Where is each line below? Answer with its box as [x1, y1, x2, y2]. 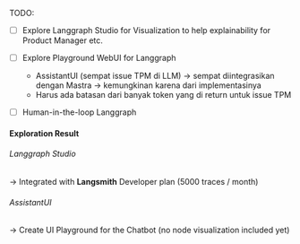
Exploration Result [9, 127, 80, 138]
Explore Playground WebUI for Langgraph [21, 53, 176, 64]
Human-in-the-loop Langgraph [21, 107, 137, 118]
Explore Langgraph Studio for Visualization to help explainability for [21, 25, 271, 35]
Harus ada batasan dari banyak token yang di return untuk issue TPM [35, 90, 292, 100]
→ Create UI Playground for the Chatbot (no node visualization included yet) [9, 224, 290, 236]
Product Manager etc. [21, 35, 103, 46]
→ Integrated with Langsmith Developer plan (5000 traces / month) [9, 176, 259, 187]
